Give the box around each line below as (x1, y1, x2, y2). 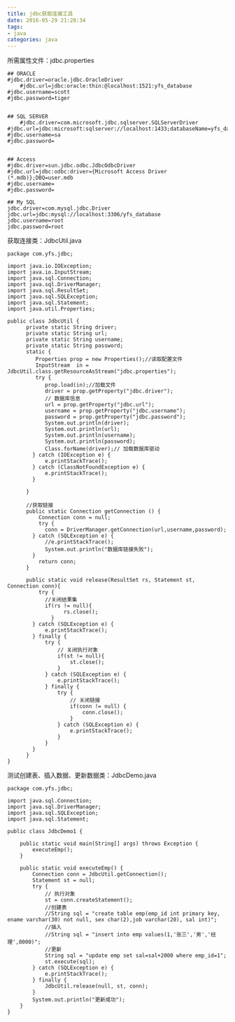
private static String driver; (25, 324, 117, 331)
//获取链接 (25, 502, 54, 509)
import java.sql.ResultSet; (7, 288, 90, 294)
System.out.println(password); (44, 438, 136, 445)
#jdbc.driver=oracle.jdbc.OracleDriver (7, 76, 124, 84)
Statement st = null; (32, 877, 96, 884)
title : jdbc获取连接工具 (7, 10, 73, 17)
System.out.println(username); (44, 432, 136, 439)
